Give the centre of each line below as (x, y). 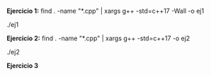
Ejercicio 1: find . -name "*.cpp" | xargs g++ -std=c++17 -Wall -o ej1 (105, 11)
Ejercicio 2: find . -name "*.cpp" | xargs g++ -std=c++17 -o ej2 (98, 38)
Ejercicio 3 (22, 66)
